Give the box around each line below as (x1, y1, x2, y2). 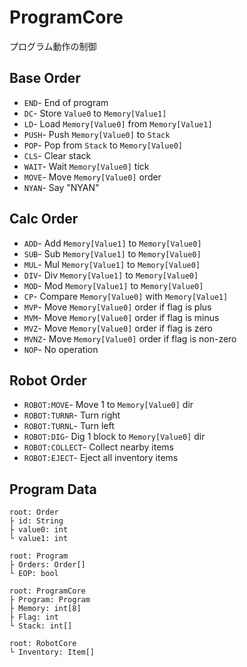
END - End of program (23, 96, 109, 108)
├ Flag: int (9, 612, 59, 623)
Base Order (9, 70, 81, 87)
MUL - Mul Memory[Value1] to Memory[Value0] (23, 258, 201, 270)
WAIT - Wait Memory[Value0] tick (23, 160, 150, 172)
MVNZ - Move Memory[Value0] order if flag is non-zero (23, 332, 237, 345)
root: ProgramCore (9, 586, 86, 596)
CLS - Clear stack (23, 149, 92, 161)
